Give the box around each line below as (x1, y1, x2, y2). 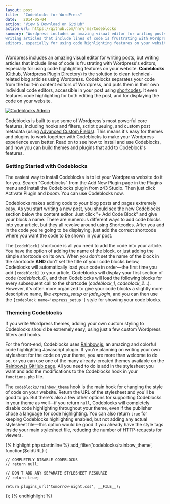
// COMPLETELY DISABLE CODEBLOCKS (5, 457, 78, 463)
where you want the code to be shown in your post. (5, 232, 113, 239)
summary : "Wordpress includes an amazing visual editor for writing (5, 31, 153, 36)
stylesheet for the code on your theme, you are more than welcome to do (5, 352, 158, 359)
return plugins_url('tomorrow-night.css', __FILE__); (5, 484, 121, 489)
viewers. (5, 432, 23, 438)
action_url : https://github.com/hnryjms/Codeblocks (5, 26, 116, 32)
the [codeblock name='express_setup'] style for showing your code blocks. (5, 297, 162, 303)
